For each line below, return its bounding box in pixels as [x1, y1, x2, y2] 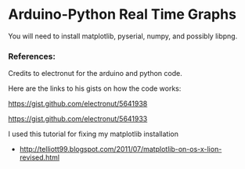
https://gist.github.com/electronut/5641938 [8, 99, 148, 109]
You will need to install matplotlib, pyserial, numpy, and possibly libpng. [8, 31, 238, 41]
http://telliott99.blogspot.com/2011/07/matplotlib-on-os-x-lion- [19, 145, 222, 154]
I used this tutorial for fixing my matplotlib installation [8, 129, 178, 138]
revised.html [19, 153, 60, 162]
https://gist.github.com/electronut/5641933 [8, 114, 148, 124]
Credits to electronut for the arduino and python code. [8, 69, 182, 78]
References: [8, 51, 56, 62]
